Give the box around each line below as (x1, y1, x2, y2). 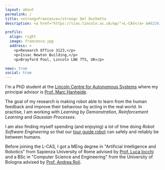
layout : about (5, 7, 34, 12)
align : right (9, 34, 36, 39)
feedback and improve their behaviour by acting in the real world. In (5, 104, 142, 110)
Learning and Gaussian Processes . (5, 114, 76, 120)
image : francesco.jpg (9, 39, 54, 44)
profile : (5, 30, 23, 35)
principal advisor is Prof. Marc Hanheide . (5, 89, 87, 95)
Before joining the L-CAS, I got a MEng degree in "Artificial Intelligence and (5, 144, 156, 149)
